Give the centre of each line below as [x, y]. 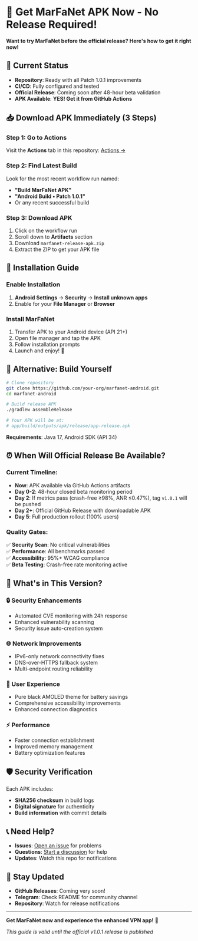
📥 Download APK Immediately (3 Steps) [82, 118]
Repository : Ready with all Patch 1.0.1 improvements [78, 80]
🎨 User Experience [33, 684]
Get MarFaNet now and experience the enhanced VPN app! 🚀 [82, 920]
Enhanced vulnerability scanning [54, 622]
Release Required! [52, 24]
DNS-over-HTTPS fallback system [56, 662]
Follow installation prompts [47, 345]
